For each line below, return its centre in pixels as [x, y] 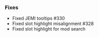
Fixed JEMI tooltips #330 [38, 18]
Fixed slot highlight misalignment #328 [53, 23]
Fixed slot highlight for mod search [49, 29]
